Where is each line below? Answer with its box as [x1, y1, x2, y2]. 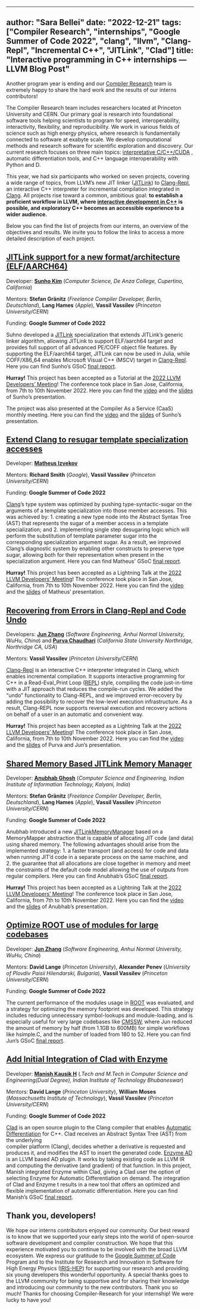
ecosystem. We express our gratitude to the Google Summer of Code [6, 1252, 176, 1259]
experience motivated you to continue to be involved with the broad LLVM [6, 1245, 187, 1252]
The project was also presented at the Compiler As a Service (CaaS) [6, 405, 174, 412]
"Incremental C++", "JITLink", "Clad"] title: [30, 45, 194, 55]
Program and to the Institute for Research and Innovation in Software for [6, 1258, 183, 1265]
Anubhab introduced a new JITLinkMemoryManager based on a [6, 828, 163, 835]
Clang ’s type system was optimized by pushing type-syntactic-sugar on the [6, 501, 192, 508]
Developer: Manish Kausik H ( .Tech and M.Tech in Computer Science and [6, 1070, 188, 1077]
